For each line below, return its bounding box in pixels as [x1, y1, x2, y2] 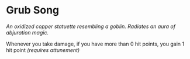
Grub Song [6, 4, 60, 17]
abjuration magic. [6, 29, 49, 36]
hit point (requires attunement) [6, 46, 80, 53]
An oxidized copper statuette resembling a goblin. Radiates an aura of [6, 23, 176, 30]
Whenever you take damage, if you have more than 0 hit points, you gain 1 [6, 40, 185, 47]
